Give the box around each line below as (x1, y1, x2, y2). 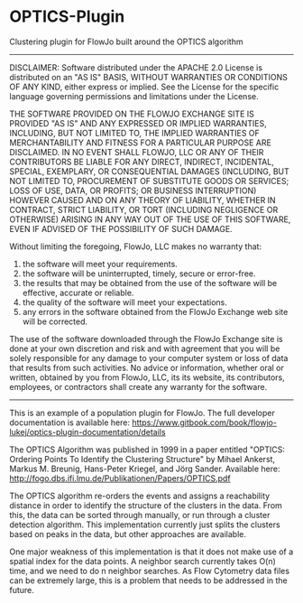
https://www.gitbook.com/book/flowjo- (132, 417, 278, 428)
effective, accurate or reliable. (22, 287, 134, 298)
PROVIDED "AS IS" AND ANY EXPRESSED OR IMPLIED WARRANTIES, (9, 117, 268, 128)
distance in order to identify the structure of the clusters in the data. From (9, 499, 282, 511)
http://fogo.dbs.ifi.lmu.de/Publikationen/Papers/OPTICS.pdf (9, 472, 232, 484)
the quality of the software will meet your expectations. (22, 296, 228, 308)
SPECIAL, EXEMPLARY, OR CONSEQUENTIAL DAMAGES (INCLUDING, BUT (9, 165, 290, 177)
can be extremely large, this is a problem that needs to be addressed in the (9, 575, 289, 586)
